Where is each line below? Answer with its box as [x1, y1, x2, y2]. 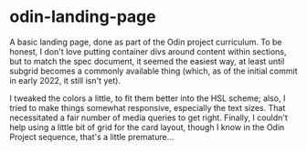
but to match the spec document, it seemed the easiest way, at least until [9, 55, 285, 66]
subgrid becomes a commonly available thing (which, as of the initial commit [9, 65, 298, 76]
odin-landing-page [9, 6, 157, 27]
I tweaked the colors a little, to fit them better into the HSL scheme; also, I [9, 93, 286, 104]
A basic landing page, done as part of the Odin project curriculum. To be [9, 36, 282, 47]
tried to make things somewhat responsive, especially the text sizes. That [9, 102, 286, 113]
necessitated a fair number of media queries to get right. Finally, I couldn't [9, 112, 288, 123]
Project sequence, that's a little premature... [9, 131, 175, 142]
